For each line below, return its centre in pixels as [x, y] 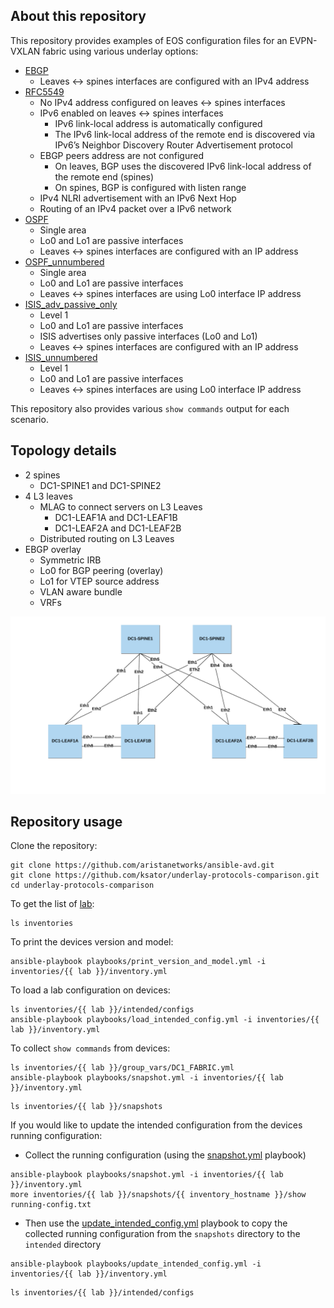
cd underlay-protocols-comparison [82, 885]
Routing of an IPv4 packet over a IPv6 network [135, 208]
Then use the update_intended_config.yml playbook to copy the [156, 1223]
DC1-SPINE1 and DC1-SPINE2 [100, 485]
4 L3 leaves [48, 496]
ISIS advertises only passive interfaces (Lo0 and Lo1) [148, 336]
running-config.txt [51, 1205]
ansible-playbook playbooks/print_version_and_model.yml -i [138, 962]
